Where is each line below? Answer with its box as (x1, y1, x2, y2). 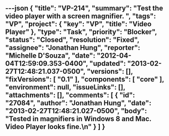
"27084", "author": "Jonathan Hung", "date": (5, 99, 151, 108)
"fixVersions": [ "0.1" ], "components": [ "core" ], (5, 75, 164, 84)
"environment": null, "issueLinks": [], (5, 83, 126, 92)
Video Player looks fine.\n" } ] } (5, 122, 105, 131)
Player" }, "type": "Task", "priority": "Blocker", (5, 28, 157, 36)
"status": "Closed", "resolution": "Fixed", (5, 35, 140, 44)
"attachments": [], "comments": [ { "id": (5, 91, 135, 100)
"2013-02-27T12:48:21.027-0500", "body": (5, 107, 147, 115)
